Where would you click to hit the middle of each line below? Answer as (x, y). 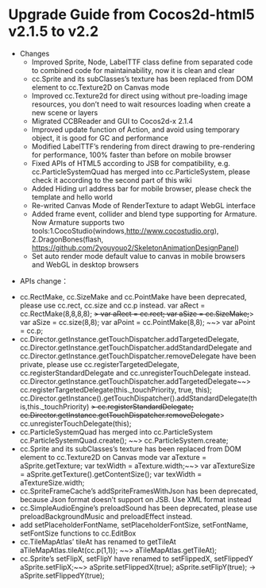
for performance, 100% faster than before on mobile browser (131, 155)
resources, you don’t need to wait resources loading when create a (141, 104)
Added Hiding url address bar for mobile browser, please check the (141, 188)
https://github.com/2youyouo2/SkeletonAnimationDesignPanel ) (135, 247)
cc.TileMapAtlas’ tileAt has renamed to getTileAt (98, 541)
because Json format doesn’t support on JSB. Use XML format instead (135, 499)
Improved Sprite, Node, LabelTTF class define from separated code (142, 62)
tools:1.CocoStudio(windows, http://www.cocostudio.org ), (125, 230)
